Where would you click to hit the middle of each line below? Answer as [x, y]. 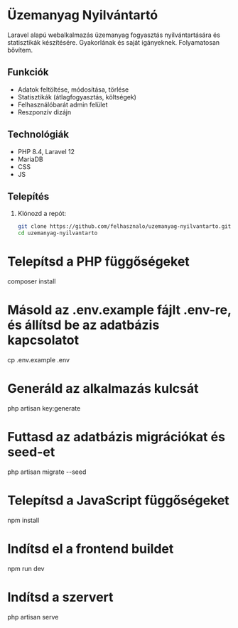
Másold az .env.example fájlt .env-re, [119, 310]
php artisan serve [33, 617]
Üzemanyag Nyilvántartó [83, 15]
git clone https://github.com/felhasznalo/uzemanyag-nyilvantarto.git [124, 227]
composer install [32, 281]
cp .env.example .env [38, 360]
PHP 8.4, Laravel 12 [46, 151]
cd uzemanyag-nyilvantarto [58, 233]
